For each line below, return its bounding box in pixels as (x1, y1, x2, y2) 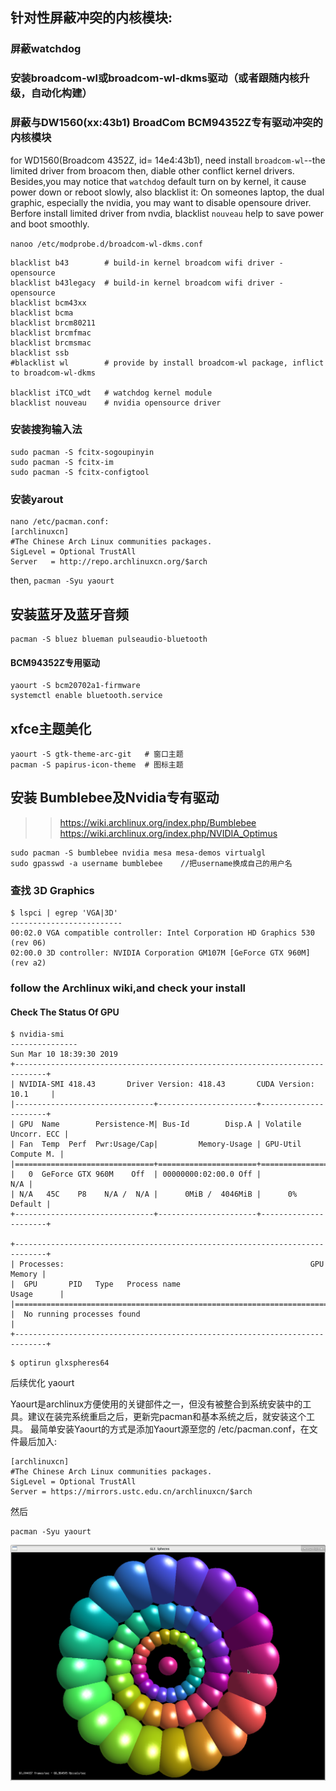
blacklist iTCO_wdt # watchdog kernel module (10, 388, 213, 398)
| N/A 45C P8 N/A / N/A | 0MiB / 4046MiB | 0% (10, 1189, 298, 1200)
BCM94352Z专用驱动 (10, 656, 101, 668)
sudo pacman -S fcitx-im (10, 457, 114, 467)
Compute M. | (10, 1149, 65, 1160)
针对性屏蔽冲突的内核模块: (10, 9, 173, 27)
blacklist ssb (10, 348, 70, 358)
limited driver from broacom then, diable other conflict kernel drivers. (10, 164, 295, 177)
